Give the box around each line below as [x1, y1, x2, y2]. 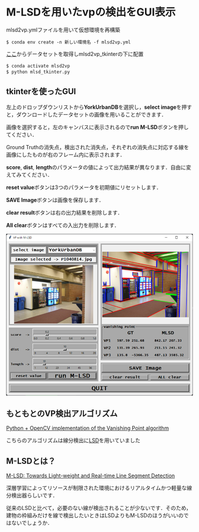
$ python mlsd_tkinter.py [6, 69, 70, 75]
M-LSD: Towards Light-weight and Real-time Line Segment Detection [6, 472, 175, 479]
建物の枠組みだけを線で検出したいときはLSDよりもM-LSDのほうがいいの [6, 512, 184, 519]
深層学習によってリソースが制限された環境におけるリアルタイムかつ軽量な [6, 484, 187, 492]
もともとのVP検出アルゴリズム [6, 408, 118, 418]
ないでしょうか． [11, 520, 53, 527]
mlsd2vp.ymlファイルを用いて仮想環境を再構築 [6, 26, 120, 33]
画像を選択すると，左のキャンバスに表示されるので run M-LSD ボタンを [6, 123, 179, 131]
